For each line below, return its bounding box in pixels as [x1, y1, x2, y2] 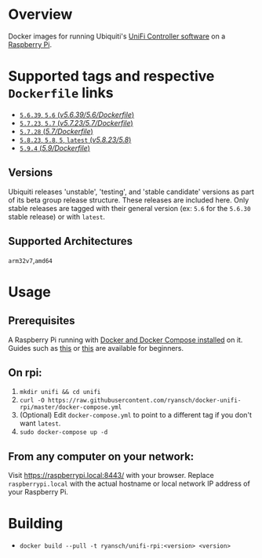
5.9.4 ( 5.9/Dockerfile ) [19, 143, 90, 152]
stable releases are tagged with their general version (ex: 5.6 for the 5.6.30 [8, 203, 251, 213]
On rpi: [8, 366, 42, 379]
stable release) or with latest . [8, 212, 106, 221]
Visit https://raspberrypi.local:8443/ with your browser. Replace [8, 471, 214, 480]
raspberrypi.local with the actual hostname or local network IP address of [8, 479, 251, 488]
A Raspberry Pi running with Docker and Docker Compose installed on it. [8, 335, 243, 345]
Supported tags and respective [8, 67, 215, 86]
